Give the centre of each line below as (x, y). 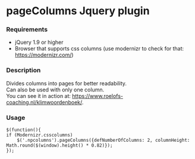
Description (23, 71)
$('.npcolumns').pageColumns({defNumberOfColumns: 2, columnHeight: (103, 141)
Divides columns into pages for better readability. (66, 83)
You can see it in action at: (39, 96)
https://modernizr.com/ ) (44, 55)
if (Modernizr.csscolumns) (40, 135)
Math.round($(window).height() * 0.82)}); (59, 146)
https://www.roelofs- (98, 96)
